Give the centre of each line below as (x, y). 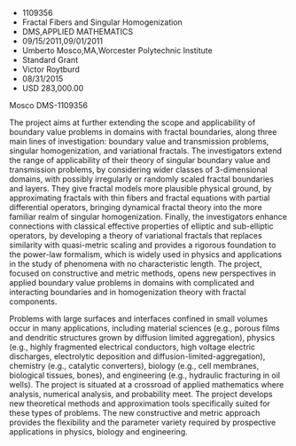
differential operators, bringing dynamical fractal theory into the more (136, 207)
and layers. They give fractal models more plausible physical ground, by (140, 188)
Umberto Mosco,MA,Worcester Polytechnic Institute (117, 51)
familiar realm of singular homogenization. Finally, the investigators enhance (148, 217)
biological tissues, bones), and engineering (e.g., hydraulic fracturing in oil (145, 375)
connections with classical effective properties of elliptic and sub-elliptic (142, 226)
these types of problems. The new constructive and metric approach (135, 413)
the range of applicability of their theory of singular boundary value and (140, 160)
